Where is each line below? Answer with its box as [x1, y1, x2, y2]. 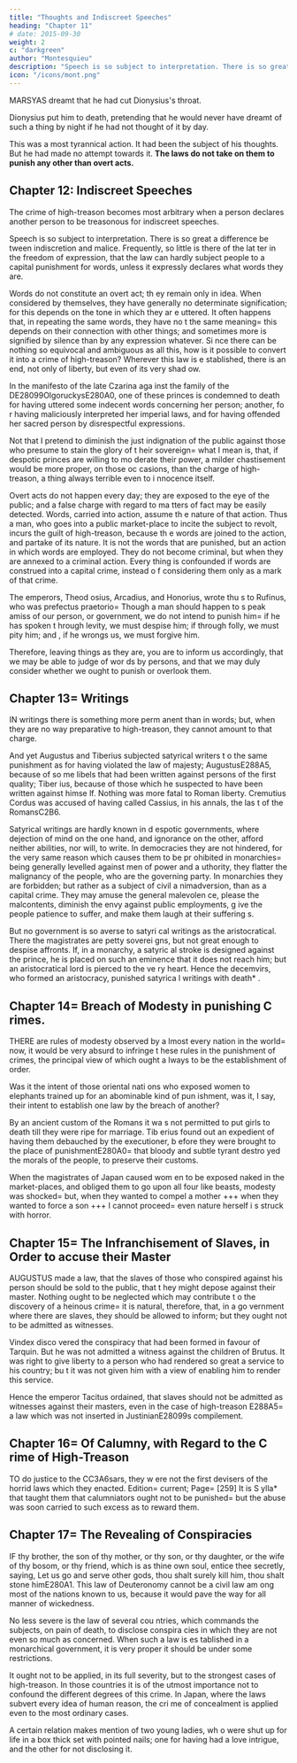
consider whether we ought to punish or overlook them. [9, 665, 212, 676]
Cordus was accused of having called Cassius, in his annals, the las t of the [9, 798, 284, 808]
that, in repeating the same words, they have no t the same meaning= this [9, 316, 278, 327]
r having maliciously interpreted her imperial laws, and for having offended [9, 408, 281, 419]
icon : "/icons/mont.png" [9, 71, 101, 80]
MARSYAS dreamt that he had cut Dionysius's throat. [9, 95, 202, 105]
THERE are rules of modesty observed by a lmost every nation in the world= [9, 1036, 286, 1047]
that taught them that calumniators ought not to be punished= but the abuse [9, 1492, 286, 1503]
